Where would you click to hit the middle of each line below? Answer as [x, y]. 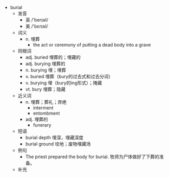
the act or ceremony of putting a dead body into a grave [92, 45]
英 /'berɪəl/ [37, 20]
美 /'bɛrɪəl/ [37, 26]
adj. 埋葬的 [37, 119]
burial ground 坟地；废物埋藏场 [58, 144]
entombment [46, 113]
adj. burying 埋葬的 [45, 64]
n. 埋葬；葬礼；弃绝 [46, 102]
